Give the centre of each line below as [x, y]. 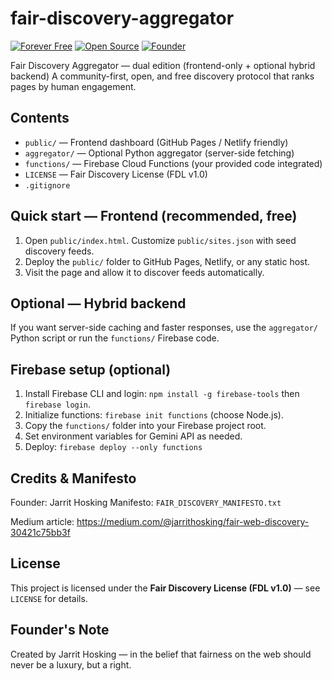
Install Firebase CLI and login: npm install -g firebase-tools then [162, 394]
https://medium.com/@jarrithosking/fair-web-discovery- [193, 521]
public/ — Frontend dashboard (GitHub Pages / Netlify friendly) [156, 142]
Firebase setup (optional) [91, 369]
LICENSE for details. [49, 598]
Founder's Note [60, 630]
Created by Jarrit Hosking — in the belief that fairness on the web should [161, 654]
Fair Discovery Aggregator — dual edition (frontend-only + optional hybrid [163, 65]
